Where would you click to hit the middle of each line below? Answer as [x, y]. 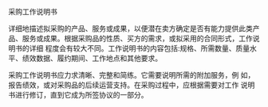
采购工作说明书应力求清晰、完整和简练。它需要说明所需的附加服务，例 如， [132, 75]
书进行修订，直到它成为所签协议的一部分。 [78, 95]
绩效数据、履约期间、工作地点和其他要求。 [92, 58]
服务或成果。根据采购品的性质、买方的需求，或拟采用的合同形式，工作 [137, 38]
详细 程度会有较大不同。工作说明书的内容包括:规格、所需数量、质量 [139, 48]
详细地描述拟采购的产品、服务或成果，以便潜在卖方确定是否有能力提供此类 [130, 29]
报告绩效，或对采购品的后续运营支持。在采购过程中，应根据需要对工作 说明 [132, 85]
